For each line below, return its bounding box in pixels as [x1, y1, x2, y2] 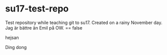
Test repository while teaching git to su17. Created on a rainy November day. [5, 19, 163, 25]
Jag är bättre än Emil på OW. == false [5, 24, 83, 30]
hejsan [5, 34, 19, 40]
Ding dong [5, 44, 27, 50]
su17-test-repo [5, 3, 69, 14]
